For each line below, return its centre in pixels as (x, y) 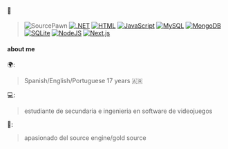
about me (21, 49)
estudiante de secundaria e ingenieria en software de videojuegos (118, 111)
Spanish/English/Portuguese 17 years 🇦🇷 (83, 81)
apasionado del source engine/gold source (85, 138)
